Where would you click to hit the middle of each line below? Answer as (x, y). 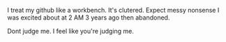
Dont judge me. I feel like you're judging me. (71, 31)
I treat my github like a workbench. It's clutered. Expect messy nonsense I (113, 10)
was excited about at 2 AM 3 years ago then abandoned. (89, 17)
